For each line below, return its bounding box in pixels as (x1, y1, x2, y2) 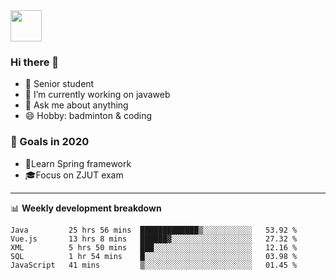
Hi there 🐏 (10, 55, 60, 69)
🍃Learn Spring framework (24, 157, 132, 169)
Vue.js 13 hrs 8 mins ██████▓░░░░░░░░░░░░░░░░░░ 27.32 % (10, 234, 298, 244)
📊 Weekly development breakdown (10, 202, 162, 214)
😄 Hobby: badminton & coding (24, 110, 153, 122)
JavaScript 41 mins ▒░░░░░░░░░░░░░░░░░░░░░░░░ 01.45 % (10, 260, 298, 270)
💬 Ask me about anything (24, 99, 129, 111)
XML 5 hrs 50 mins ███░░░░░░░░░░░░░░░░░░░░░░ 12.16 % (10, 242, 298, 253)
